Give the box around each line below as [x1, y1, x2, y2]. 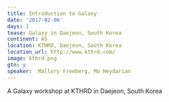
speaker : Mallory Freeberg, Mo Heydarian [7, 68, 131, 74]
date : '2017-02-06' [7, 17, 63, 23]
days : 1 [7, 23, 30, 30]
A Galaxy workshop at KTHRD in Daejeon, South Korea [7, 87, 163, 95]
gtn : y [7, 61, 26, 68]
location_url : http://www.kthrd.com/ [7, 49, 116, 56]
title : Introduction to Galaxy [7, 10, 97, 17]
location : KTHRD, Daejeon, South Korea [7, 42, 122, 49]
